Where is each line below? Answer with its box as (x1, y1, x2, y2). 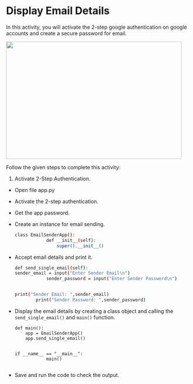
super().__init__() (56, 242, 104, 249)
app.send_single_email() (25, 335, 86, 341)
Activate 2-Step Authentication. (14, 175, 91, 182)
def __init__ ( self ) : (46, 237, 96, 243)
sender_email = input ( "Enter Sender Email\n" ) (14, 270, 130, 277)
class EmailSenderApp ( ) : (14, 232, 75, 238)
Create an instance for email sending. (14, 220, 105, 227)
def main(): (14, 325, 44, 331)
